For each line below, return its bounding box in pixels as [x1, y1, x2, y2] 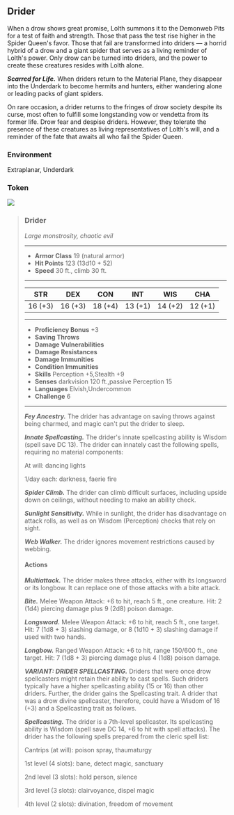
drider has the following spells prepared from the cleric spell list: [24, 732, 210, 741]
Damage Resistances [34, 347, 97, 356]
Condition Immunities [34, 362, 99, 371]
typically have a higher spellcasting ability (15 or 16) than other [24, 681, 204, 690]
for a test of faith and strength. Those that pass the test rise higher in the [7, 31, 216, 40]
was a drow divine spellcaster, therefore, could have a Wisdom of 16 [24, 696, 221, 705]
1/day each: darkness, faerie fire [24, 475, 117, 483]
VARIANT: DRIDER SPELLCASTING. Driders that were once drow [24, 667, 211, 675]
